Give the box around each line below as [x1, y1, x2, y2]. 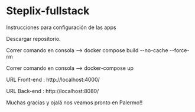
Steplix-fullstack [6, 4, 90, 18]
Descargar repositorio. [6, 35, 61, 42]
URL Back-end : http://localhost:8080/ [6, 87, 99, 94]
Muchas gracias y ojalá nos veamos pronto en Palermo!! [6, 99, 143, 106]
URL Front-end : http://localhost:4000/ [6, 76, 100, 83]
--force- [169, 46, 190, 54]
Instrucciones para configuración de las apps [6, 24, 116, 31]
